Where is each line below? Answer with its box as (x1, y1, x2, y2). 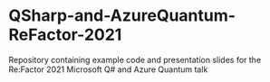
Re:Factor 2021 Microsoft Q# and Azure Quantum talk (8, 64, 208, 75)
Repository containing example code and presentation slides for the (8, 54, 262, 65)
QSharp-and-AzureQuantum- (8, 5, 236, 26)
